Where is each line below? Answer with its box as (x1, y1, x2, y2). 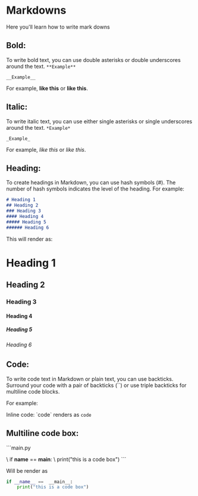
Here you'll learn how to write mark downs (6, 23, 110, 30)
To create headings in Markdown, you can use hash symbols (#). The (6, 179, 176, 186)
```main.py (6, 444, 31, 451)
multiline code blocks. (6, 388, 60, 395)
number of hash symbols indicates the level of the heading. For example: (6, 185, 184, 192)
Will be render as (6, 467, 48, 474)
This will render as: (6, 235, 53, 242)
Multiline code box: (6, 428, 79, 438)
